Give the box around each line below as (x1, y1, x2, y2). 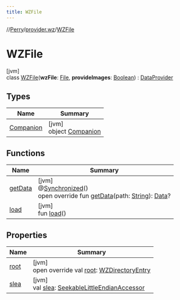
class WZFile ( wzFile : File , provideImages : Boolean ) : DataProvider (6, 74, 173, 81)
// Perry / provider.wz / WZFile (6, 26, 75, 33)
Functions (6, 148, 46, 159)
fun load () (38, 209, 67, 218)
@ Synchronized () (38, 184, 88, 193)
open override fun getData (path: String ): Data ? (38, 191, 171, 200)
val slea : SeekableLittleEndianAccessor (32, 284, 145, 291)
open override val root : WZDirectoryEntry (32, 266, 151, 274)
